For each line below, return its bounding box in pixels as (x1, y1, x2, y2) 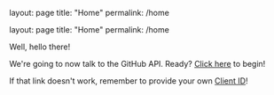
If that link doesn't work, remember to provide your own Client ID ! (9, 76, 248, 86)
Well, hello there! (9, 41, 71, 52)
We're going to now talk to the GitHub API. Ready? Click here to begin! (9, 59, 266, 69)
